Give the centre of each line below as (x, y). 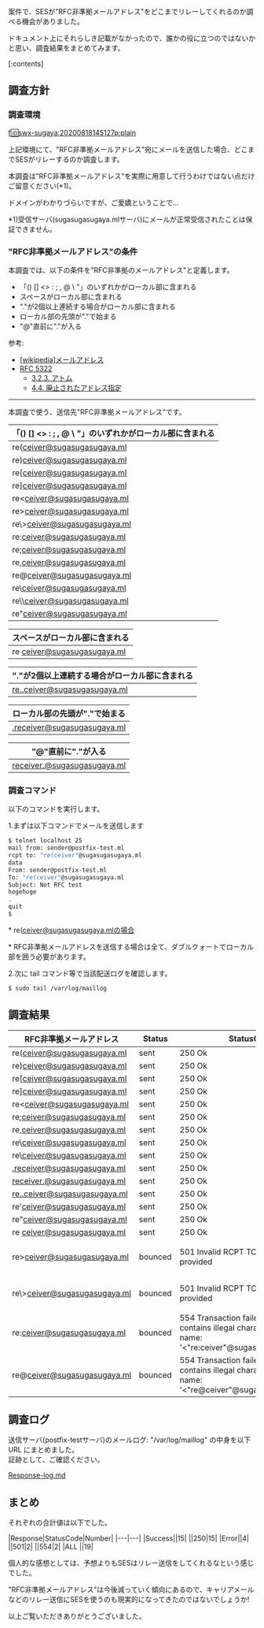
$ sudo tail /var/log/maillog (58, 988)
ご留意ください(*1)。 (42, 186)
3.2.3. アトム (52, 377)
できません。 (35, 229)
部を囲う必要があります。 (49, 957)
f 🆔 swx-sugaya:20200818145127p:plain (72, 132)
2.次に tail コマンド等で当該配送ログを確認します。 (90, 973)
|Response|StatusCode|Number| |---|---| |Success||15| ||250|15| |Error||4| (129, 1538)
